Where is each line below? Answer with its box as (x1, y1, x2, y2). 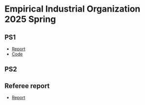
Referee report (4, 82, 50, 90)
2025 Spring (4, 14, 56, 25)
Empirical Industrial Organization (4, 3, 141, 15)
